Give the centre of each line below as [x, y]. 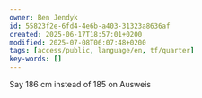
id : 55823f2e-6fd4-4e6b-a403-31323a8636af [90, 26]
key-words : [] [36, 59]
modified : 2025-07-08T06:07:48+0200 [78, 42]
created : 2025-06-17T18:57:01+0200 [76, 34]
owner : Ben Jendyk [44, 17]
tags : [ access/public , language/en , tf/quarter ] [102, 51]
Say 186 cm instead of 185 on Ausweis [80, 84]
